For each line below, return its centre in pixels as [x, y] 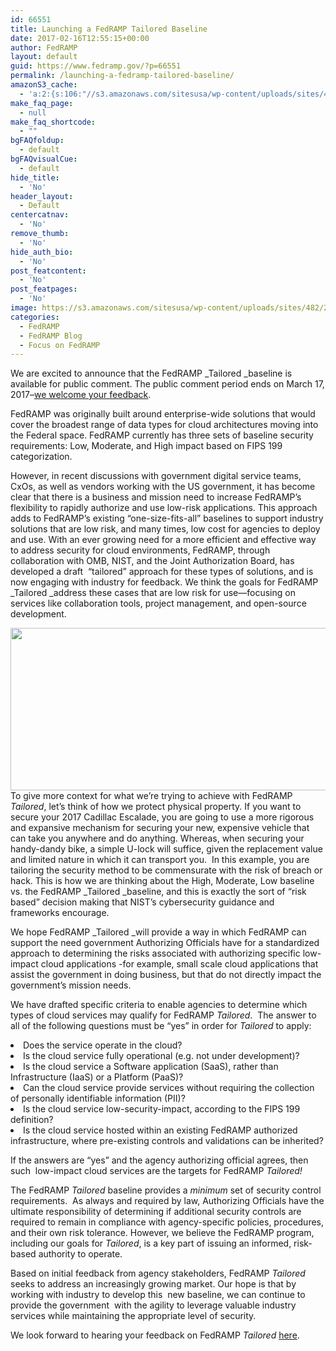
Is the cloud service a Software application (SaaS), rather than [151, 1067]
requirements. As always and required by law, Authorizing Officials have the [167, 1201]
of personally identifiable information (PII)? [98, 1098]
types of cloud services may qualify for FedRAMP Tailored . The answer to [163, 1015]
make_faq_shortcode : [53, 122]
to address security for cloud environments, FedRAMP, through [140, 550]
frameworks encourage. [60, 913]
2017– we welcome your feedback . [81, 395]
